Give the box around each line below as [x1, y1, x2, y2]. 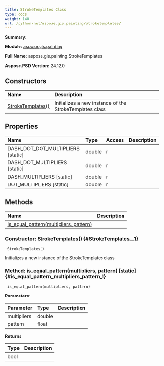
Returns [5, 333, 22, 339]
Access [106, 137, 124, 143]
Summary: [5, 34, 27, 40]
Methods [5, 198, 33, 206]
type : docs [5, 12, 27, 17]
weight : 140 [5, 16, 29, 21]
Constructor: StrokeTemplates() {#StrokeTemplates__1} [5, 235, 139, 242]
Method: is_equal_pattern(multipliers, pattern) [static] [5, 267, 136, 274]
